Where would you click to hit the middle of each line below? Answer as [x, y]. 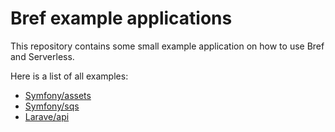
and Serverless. [42, 56]
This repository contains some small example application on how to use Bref [167, 46]
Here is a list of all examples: [69, 76]
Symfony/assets [58, 95]
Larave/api [47, 116]
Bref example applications [121, 18]
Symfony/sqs [52, 106]
